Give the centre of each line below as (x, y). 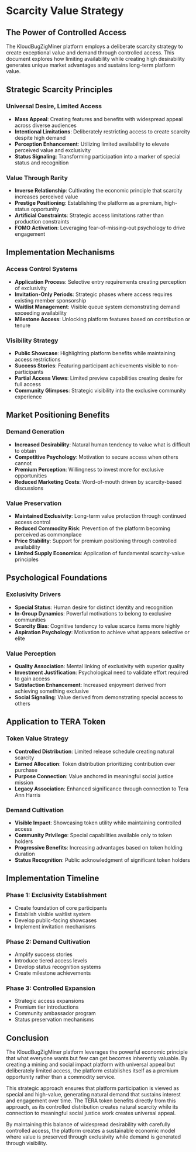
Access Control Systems (42, 269)
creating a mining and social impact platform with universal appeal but (91, 1065)
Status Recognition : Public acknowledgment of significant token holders (102, 860)
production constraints (42, 221)
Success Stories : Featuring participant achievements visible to (90, 365)
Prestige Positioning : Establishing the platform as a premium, (89, 202)
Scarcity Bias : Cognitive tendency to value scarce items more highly (97, 626)
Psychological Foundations (57, 578)
